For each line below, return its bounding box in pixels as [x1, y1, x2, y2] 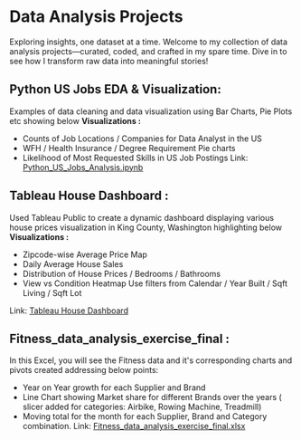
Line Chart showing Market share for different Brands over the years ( [22, 392, 282, 403]
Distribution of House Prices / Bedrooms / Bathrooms [22, 268, 221, 279]
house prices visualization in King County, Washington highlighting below [9, 222, 283, 233]
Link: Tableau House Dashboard [9, 305, 129, 316]
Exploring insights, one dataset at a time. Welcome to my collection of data [9, 36, 287, 47]
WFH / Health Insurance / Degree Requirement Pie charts [22, 142, 236, 153]
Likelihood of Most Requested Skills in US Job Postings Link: [22, 152, 249, 163]
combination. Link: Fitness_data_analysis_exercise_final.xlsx [22, 421, 246, 432]
